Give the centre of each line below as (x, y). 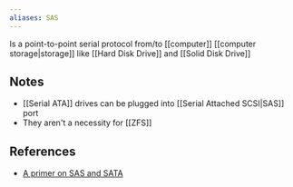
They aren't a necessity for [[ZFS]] (87, 123)
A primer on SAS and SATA (73, 173)
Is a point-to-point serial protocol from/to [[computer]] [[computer (133, 44)
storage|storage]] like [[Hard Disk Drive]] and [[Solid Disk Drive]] (130, 53)
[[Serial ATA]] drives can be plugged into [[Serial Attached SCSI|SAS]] (153, 103)
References (43, 151)
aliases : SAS (34, 18)
